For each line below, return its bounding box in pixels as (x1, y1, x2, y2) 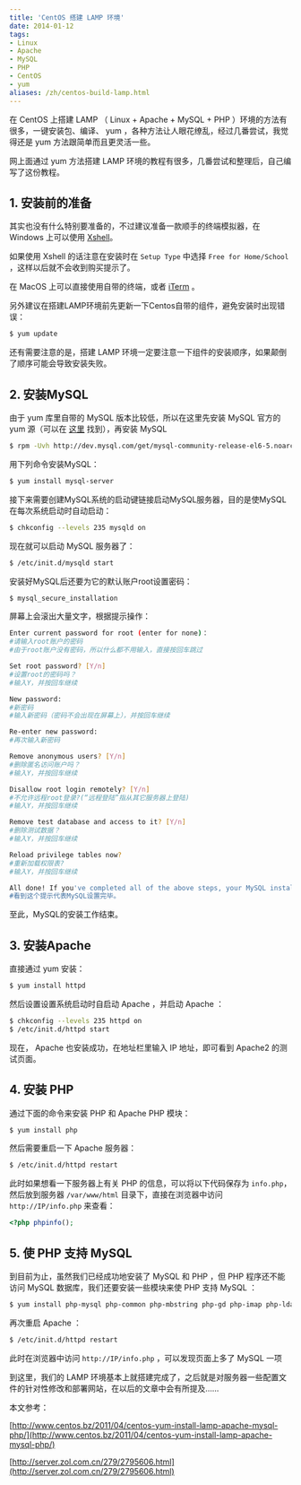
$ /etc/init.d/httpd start (9, 1024, 110, 1034)
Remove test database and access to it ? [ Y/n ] (9, 818, 186, 827)
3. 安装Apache (9, 938, 91, 953)
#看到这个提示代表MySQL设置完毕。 (9, 891, 121, 901)
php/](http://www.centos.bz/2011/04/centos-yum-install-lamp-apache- (9, 1429, 273, 1440)
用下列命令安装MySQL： (9, 458, 100, 469)
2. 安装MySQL (9, 386, 89, 402)
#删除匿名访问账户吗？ (9, 760, 81, 769)
